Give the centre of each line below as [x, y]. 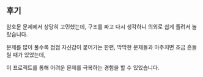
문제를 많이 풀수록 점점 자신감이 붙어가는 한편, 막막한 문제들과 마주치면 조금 [96, 47]
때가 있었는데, [29, 55]
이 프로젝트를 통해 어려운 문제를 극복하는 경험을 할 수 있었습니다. [83, 67]
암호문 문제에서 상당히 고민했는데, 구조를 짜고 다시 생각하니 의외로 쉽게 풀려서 [98, 27]
